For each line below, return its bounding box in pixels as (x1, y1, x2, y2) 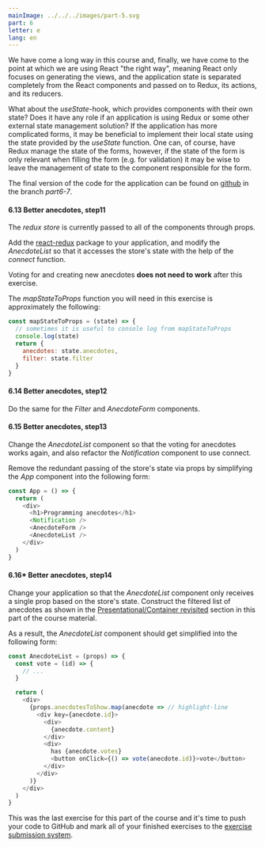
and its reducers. (8, 89, 63, 99)
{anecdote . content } (50, 725, 115, 733)
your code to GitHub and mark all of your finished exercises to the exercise (8, 822, 252, 831)
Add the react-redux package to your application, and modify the (8, 238, 220, 248)
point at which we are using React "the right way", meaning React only (8, 64, 237, 74)
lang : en (8, 33, 37, 42)
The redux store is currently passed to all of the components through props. (8, 222, 256, 232)
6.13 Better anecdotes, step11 (8, 205, 106, 215)
